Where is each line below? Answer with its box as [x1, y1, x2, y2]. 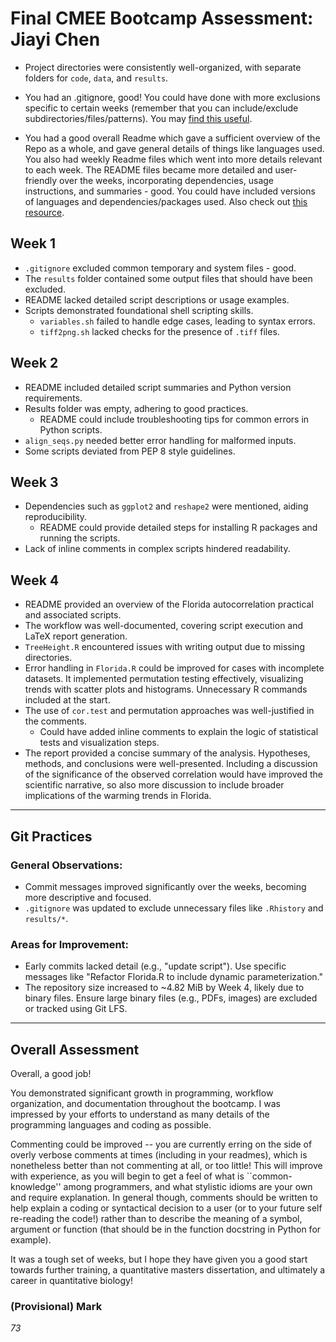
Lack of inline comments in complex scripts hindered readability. [24, 543, 291, 555]
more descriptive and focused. [24, 891, 152, 903]
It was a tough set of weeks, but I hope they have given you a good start [10, 1253, 308, 1265]
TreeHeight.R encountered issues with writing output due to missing [24, 641, 305, 653]
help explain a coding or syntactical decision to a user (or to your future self [10, 1202, 323, 1214]
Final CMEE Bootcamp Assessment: [10, 7, 314, 30]
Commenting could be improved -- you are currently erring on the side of [10, 1138, 313, 1150]
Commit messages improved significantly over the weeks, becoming [24, 880, 307, 892]
